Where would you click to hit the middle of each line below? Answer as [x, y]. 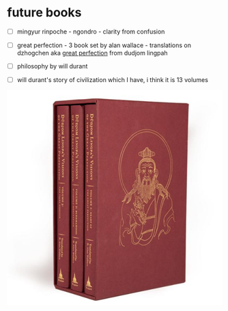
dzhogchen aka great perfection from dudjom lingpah [92, 53]
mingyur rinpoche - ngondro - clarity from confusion [91, 31]
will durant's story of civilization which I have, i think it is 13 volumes [112, 80]
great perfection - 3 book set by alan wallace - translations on [104, 45]
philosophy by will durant [52, 66]
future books [44, 13]
